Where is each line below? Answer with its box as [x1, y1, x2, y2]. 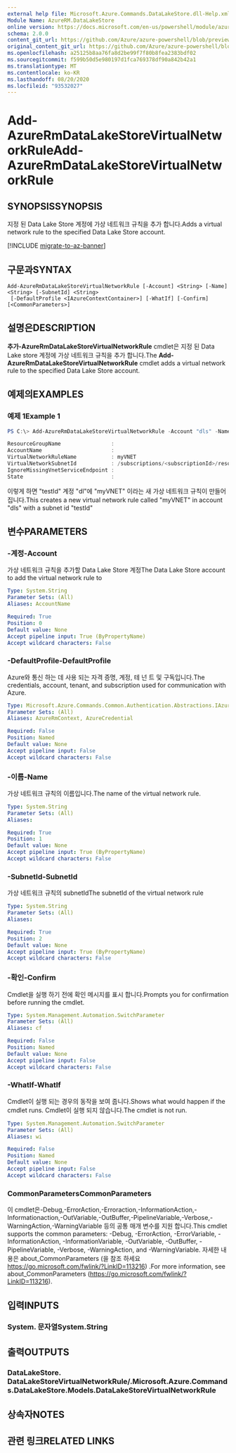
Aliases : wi [7, 1133, 42, 1140]
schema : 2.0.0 [7, 30, 49, 37]
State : [7, 473, 114, 480]
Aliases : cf [7, 1025, 42, 1032]
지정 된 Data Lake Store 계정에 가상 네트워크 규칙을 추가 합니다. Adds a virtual [7, 220, 223, 229]
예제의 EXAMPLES [7, 389, 84, 401]
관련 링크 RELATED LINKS [7, 1435, 114, 1447]
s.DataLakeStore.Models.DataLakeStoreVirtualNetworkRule [7, 1385, 216, 1395]
